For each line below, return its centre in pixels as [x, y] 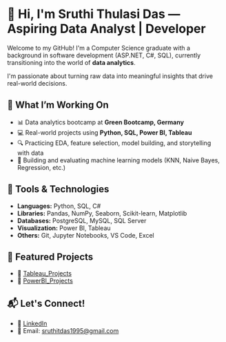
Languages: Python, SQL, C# [59, 206]
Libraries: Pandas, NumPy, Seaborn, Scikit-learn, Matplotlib [102, 213]
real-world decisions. [37, 83]
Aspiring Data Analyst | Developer [106, 29]
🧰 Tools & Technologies [58, 189]
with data [30, 153]
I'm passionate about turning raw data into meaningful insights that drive [110, 76]
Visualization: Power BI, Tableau [64, 228]
